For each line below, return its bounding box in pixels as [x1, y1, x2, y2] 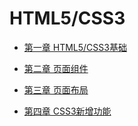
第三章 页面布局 [23, 83, 89, 96]
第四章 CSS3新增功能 [23, 105, 112, 117]
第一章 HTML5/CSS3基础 [23, 41, 127, 53]
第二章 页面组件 [23, 62, 89, 74]
